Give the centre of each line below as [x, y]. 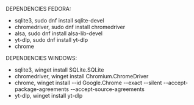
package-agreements [42, 89]
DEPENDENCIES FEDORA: [38, 9]
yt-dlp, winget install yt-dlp [48, 96]
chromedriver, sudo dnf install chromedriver [70, 27]
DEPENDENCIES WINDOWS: [41, 58]
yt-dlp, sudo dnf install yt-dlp [51, 40]
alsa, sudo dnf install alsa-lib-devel [59, 33]
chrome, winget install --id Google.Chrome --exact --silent [88, 83]
